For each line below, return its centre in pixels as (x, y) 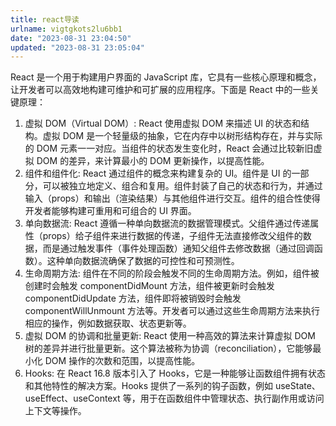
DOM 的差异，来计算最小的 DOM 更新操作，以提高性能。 (153, 161)
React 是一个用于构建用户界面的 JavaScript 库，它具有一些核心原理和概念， (166, 77)
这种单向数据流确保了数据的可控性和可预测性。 (143, 261)
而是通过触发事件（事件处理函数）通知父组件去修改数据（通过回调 (178, 248)
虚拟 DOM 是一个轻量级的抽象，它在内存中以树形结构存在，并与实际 (182, 136)
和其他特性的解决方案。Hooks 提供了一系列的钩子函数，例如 (148, 386)
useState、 (297, 386)
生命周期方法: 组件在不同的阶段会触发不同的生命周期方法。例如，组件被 (172, 273)
